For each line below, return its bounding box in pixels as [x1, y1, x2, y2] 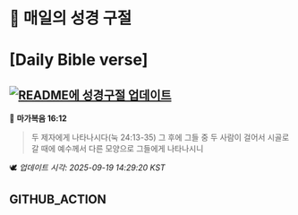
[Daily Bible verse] [9, 50, 149, 70]
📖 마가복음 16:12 [9, 113, 67, 124]
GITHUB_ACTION [9, 192, 107, 207]
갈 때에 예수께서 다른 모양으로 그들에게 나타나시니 [30, 143, 204, 154]
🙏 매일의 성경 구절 [9, 8, 132, 29]
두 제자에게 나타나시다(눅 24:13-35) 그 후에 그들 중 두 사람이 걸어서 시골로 [30, 132, 290, 143]
